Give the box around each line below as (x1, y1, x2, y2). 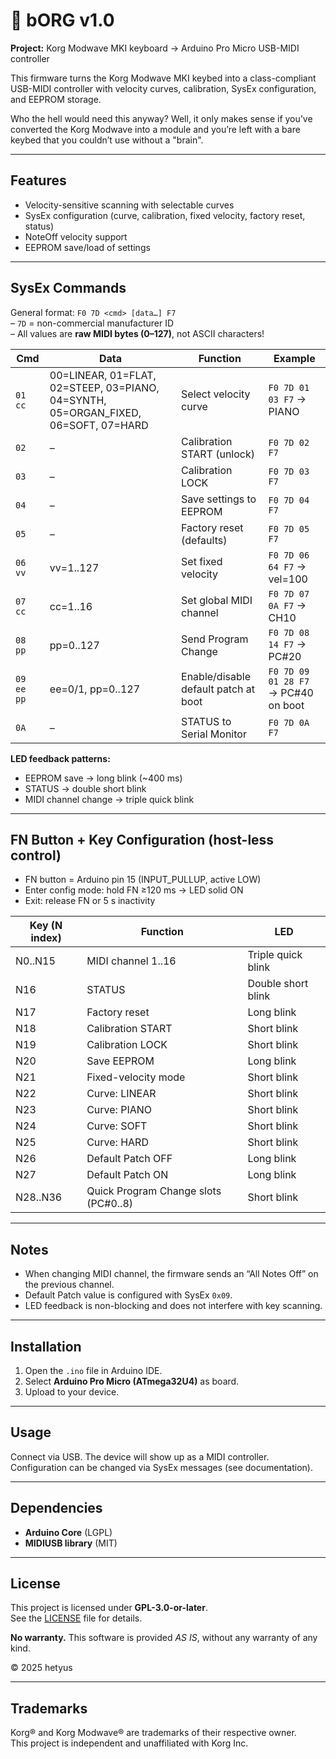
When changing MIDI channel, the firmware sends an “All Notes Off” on (24, 1268, 319, 1280)
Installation (10, 1338, 82, 1355)
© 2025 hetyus (10, 1662, 73, 1674)
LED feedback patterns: (10, 752, 111, 764)
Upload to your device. (24, 1386, 120, 1398)
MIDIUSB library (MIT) (24, 1537, 118, 1549)
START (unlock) (181, 447, 255, 461)
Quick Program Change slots (86, 1184, 222, 1198)
